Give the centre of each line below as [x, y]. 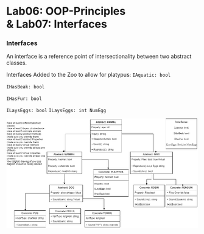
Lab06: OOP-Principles [66, 11]
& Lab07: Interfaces [57, 24]
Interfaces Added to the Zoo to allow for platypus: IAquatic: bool [89, 75]
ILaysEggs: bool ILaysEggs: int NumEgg [56, 111]
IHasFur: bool [24, 99]
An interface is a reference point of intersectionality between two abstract [99, 57]
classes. [17, 63]
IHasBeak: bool [26, 87]
